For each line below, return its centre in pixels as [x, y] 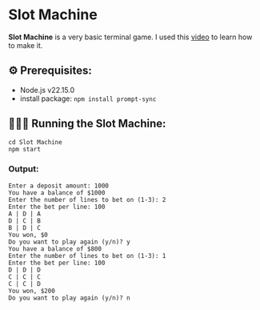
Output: [24, 169]
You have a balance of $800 [55, 249]
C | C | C [25, 277]
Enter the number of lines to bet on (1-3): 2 [87, 199]
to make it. [26, 45]
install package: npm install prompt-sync [88, 99]
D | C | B [25, 221]
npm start [25, 149]
